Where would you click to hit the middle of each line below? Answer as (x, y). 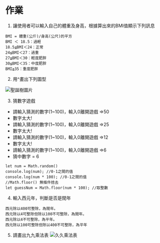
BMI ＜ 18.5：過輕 (23, 41)
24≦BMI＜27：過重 (22, 52)
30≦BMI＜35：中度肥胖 (26, 63)
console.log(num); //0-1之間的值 (39, 171)
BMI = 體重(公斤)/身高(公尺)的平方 (39, 36)
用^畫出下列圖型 (30, 79)
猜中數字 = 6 (26, 156)
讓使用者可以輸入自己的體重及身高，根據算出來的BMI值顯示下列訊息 (84, 26)
